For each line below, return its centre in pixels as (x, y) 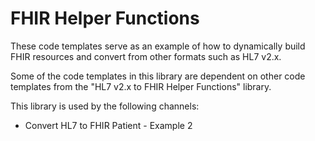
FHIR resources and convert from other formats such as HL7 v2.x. (146, 56)
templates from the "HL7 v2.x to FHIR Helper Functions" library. (141, 86)
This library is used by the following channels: (105, 106)
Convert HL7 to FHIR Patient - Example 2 (108, 125)
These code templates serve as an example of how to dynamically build (158, 46)
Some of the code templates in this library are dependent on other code (158, 76)
